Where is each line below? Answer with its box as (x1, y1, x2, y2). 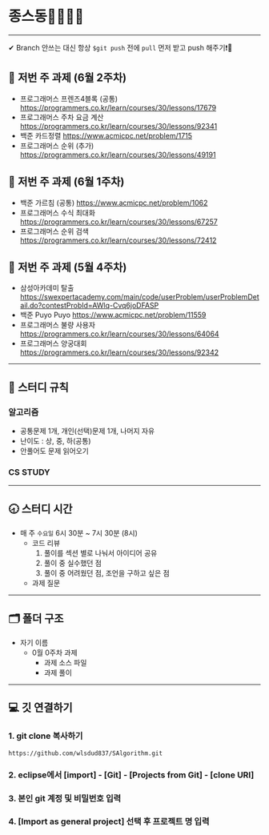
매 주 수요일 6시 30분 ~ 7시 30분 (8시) (19, 528, 138, 538)
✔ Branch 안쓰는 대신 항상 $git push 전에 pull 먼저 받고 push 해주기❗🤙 (8, 42, 233, 52)
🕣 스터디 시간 (8, 502, 73, 516)
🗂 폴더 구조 (8, 612, 64, 625)
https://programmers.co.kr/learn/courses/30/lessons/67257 (19, 217, 218, 227)
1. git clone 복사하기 (8, 730, 83, 741)
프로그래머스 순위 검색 (19, 226, 90, 236)
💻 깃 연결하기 (8, 701, 74, 715)
